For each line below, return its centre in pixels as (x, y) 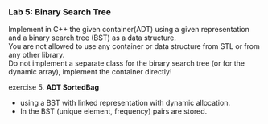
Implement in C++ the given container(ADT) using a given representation (129, 30)
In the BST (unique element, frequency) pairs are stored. (113, 111)
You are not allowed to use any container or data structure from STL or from (134, 46)
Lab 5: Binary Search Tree (60, 12)
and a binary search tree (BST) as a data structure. (93, 38)
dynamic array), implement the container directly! (90, 72)
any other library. (37, 55)
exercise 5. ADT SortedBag (54, 87)
